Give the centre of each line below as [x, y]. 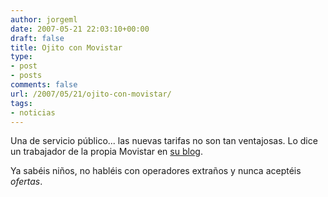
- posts [26, 76]
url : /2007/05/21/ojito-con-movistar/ [91, 94]
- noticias [33, 112]
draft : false [37, 38]
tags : [21, 103]
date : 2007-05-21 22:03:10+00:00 [80, 29]
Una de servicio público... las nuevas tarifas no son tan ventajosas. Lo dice [164, 141]
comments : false [44, 85]
